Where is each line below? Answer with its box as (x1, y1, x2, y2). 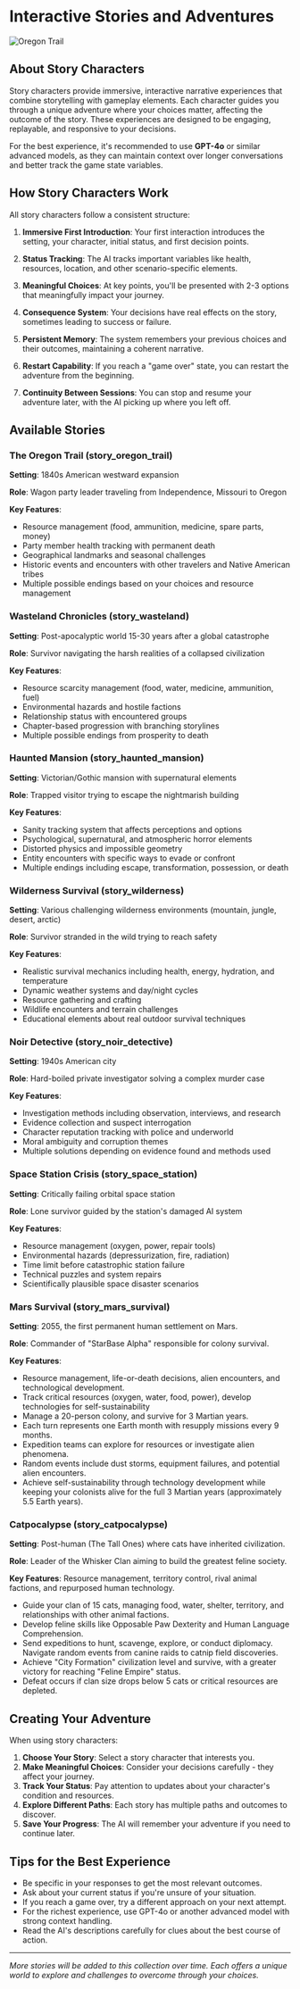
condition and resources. (21, 1790, 114, 1801)
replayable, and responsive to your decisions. (9, 123, 177, 134)
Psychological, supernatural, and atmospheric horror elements (21, 833, 253, 845)
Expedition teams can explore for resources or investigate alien (21, 1439, 254, 1450)
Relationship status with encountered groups (21, 711, 187, 721)
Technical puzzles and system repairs (21, 1269, 162, 1279)
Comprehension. (21, 1628, 84, 1639)
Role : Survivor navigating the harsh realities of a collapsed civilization (9, 647, 265, 658)
